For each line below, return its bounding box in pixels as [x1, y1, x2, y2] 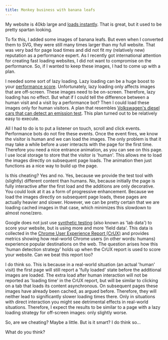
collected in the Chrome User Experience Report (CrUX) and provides [5, 230, 149, 236]
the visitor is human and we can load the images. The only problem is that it [5, 136, 161, 142]
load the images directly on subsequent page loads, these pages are [5, 194, 147, 200]
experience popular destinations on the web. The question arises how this [5, 241, 158, 247]
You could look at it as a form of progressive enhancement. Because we [5, 188, 154, 194]
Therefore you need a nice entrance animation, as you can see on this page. [5, 146, 163, 152]
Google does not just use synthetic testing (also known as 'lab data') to [5, 219, 152, 225]
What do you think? [5, 329, 45, 335]
